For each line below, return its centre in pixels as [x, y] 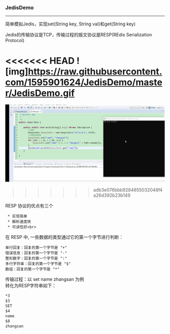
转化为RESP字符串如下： [31, 285]
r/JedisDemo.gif [40, 93]
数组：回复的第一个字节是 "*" [32, 269]
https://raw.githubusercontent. [95, 72]
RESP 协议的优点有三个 [29, 206]
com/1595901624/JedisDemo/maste [84, 82]
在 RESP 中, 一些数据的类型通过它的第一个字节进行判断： [65, 237]
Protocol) [15, 41]
